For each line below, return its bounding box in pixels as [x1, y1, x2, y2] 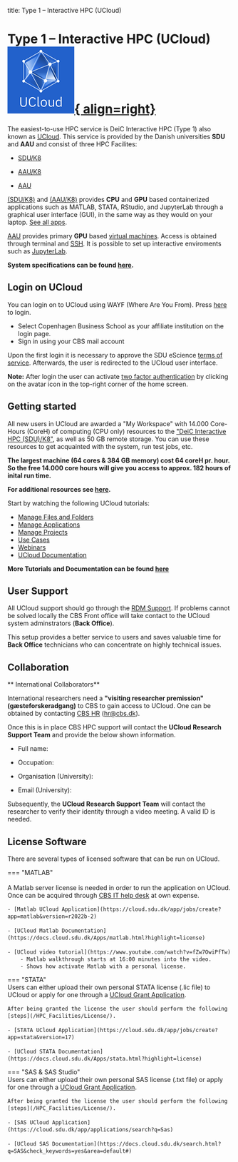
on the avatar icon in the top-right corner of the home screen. [7, 380, 189, 388]
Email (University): [17, 786, 72, 794]
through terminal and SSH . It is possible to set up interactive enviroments [7, 239, 222, 248]
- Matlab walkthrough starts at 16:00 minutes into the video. [20, 956, 212, 963]
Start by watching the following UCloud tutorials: [7, 499, 150, 507]
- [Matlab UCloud [7, 906, 59, 913]
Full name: [17, 744, 48, 753]
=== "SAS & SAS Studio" [7, 1068, 81, 1076]
